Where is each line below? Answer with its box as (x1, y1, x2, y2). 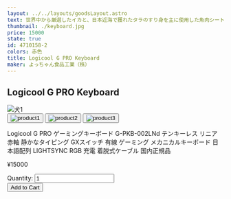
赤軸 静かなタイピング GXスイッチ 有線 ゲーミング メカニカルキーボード (7, 138, 211, 146)
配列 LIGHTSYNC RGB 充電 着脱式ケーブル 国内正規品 (19, 147, 171, 155)
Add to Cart (10, 184, 40, 191)
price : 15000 (7, 29, 45, 36)
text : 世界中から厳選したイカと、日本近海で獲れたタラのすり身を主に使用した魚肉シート (7, 16, 225, 23)
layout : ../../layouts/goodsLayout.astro (7, 10, 128, 17)
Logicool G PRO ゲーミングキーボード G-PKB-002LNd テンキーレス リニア (7, 130, 218, 138)
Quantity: (7, 174, 33, 183)
